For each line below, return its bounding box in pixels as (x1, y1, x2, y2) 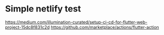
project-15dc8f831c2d (5, 24, 50, 30)
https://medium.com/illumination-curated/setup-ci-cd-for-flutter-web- (5, 19, 148, 25)
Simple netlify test (5, 3, 81, 14)
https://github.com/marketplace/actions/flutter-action (51, 24, 160, 30)
